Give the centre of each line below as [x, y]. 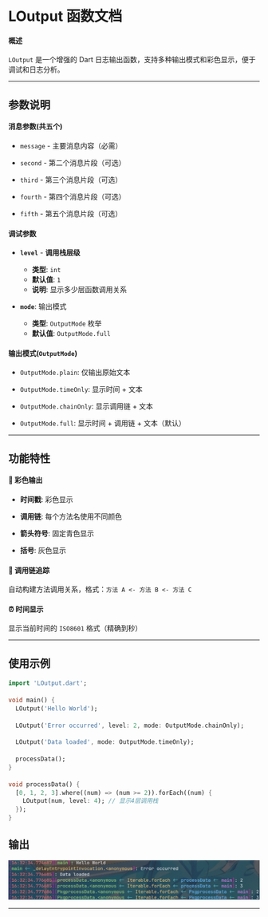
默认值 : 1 [46, 279]
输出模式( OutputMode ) [43, 353]
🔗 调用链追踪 [29, 570]
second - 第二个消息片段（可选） [73, 162]
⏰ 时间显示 [26, 609]
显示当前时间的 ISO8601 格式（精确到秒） [75, 628]
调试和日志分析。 [36, 69]
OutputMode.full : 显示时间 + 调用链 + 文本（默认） [102, 423]
